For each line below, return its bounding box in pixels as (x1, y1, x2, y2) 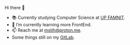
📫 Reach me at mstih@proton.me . (11, 27, 82, 33)
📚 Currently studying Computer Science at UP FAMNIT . (11, 15, 126, 20)
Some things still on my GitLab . (11, 35, 75, 40)
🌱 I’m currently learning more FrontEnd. (11, 22, 92, 27)
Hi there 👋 (4, 5, 25, 10)
